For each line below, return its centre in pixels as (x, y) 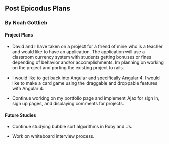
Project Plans (19, 34)
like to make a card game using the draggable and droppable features (85, 83)
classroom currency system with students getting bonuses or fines (82, 57)
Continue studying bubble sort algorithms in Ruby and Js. (72, 126)
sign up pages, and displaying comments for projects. (68, 103)
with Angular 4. (28, 88)
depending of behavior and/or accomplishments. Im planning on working (88, 62)
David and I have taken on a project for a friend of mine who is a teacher (87, 46)
